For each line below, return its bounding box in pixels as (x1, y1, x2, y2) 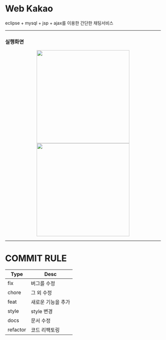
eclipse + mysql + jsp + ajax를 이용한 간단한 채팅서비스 (5, 20, 114, 26)
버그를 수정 (31, 280, 55, 287)
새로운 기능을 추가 (31, 299, 70, 306)
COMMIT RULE (5, 253, 67, 264)
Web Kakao (5, 3, 53, 14)
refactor (7, 326, 26, 333)
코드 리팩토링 (31, 327, 60, 334)
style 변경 (31, 308, 53, 315)
